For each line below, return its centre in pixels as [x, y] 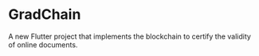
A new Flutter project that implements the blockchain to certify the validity [129, 36]
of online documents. [43, 44]
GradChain [45, 15]
